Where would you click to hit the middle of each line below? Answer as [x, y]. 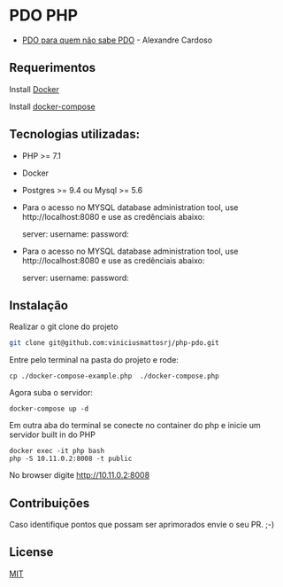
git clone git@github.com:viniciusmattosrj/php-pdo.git [114, 343]
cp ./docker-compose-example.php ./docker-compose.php [114, 376]
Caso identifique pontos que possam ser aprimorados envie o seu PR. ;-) [142, 525]
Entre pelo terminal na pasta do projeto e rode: [94, 360]
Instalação [39, 305]
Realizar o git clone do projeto [64, 327]
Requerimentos [53, 68]
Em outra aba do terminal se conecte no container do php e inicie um [135, 426]
